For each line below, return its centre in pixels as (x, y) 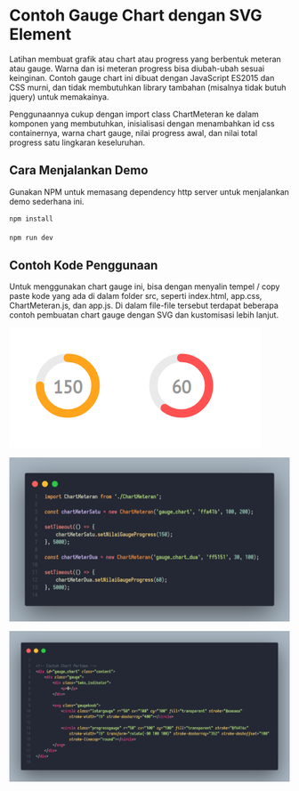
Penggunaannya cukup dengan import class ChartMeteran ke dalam (134, 114)
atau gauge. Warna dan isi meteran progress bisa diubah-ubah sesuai (137, 69)
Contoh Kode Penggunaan (84, 265)
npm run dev (31, 238)
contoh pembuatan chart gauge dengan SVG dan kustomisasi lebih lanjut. (144, 315)
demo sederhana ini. (47, 201)
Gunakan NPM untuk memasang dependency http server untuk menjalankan (149, 191)
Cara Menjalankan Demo (79, 170)
